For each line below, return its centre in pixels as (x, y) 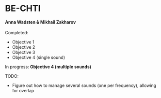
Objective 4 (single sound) (39, 57)
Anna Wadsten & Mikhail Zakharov (40, 22)
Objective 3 (24, 52)
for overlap (23, 91)
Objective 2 (24, 47)
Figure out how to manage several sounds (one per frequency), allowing (84, 85)
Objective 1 (23, 42)
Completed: (17, 33)
